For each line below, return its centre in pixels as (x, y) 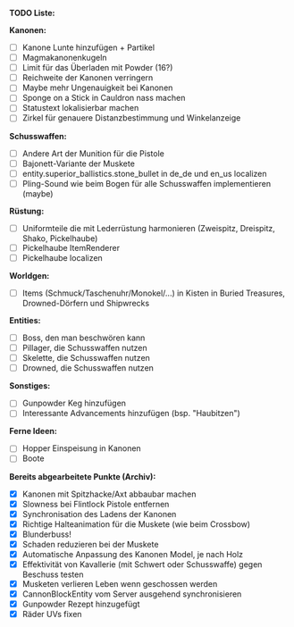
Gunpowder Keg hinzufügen (74, 403)
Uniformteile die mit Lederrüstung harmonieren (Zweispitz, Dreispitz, (148, 228)
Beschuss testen (53, 574)
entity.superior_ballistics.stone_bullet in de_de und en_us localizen (144, 173)
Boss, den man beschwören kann (84, 338)
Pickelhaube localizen (62, 257)
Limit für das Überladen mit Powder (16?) (97, 68)
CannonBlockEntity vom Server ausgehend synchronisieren (132, 594)
